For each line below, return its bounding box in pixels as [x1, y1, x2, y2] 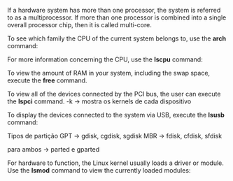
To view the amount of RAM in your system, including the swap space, [7, 69, 211, 77]
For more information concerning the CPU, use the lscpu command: [7, 55, 203, 64]
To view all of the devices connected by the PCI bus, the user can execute [7, 90, 221, 98]
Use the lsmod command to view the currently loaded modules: [7, 166, 191, 174]
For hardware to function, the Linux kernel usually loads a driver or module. [7, 159, 224, 167]
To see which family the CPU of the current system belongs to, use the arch [7, 34, 226, 43]
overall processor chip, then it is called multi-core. [7, 21, 152, 29]
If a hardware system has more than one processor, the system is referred [7, 6, 221, 14]
